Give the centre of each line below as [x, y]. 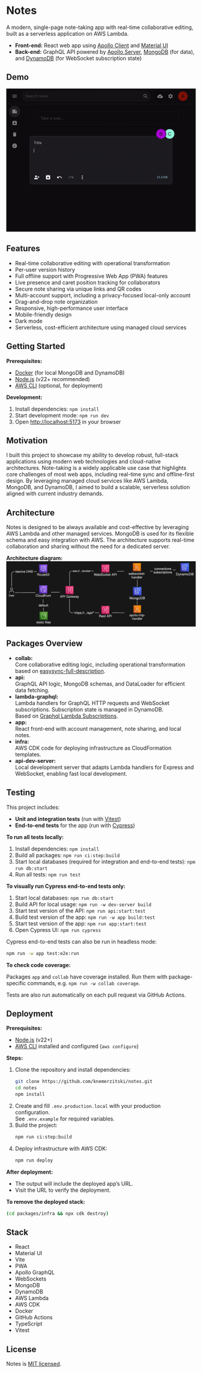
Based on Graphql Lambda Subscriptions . [66, 716]
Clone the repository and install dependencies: [73, 1070]
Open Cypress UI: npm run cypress [58, 930]
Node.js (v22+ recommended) [52, 379]
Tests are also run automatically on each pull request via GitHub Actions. [96, 995]
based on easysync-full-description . [60, 670]
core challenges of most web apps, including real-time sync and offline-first [100, 474]
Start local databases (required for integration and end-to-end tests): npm [105, 861]
